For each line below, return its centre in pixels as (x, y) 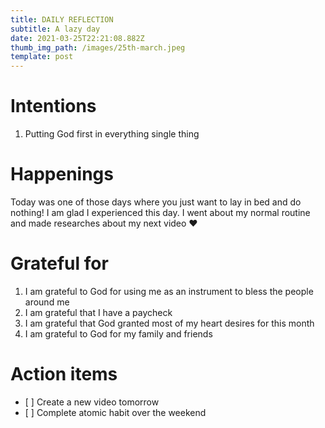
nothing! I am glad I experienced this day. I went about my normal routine (160, 212)
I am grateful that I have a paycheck (98, 312)
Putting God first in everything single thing (112, 134)
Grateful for (59, 263)
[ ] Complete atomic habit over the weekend (115, 412)
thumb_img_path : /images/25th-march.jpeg (98, 47)
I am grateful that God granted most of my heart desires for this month (169, 323)
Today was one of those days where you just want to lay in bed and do (156, 202)
